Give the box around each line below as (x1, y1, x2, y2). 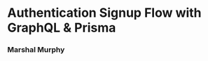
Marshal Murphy (7, 45, 65, 55)
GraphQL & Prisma (7, 20, 116, 36)
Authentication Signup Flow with (7, 5, 202, 21)
